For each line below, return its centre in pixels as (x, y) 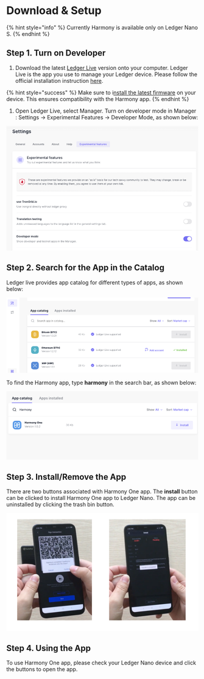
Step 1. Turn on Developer (56, 53)
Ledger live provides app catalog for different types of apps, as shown (95, 282)
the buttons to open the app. (42, 669)
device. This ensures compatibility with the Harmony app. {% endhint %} (98, 99)
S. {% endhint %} (28, 33)
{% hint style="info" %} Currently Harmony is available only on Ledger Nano (102, 27)
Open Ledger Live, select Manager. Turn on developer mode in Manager (106, 111)
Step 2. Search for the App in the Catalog (85, 268)
